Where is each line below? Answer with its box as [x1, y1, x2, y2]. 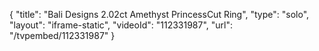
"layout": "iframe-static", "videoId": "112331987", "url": [9, 19, 234, 31]
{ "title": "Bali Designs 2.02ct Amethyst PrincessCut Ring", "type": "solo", [9, 9, 310, 20]
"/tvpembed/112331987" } [9, 30, 116, 41]
